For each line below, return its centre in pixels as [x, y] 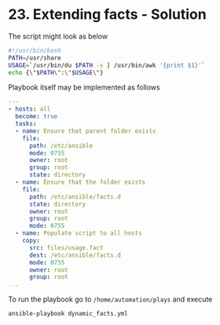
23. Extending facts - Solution [107, 15]
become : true [37, 117]
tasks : [26, 124]
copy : [31, 241]
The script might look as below [58, 36]
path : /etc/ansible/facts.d [75, 197]
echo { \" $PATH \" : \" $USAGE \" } [56, 72]
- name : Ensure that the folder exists [81, 182]
